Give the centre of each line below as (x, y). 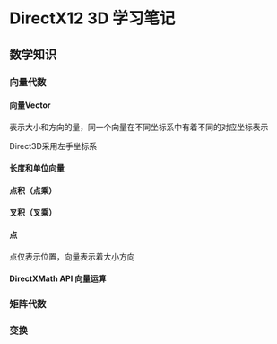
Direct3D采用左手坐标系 (53, 146)
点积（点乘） (33, 190)
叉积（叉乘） (33, 213)
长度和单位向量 (37, 168)
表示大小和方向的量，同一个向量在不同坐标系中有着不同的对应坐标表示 (139, 127)
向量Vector (30, 105)
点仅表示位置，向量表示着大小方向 (72, 256)
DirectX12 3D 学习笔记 (92, 18)
